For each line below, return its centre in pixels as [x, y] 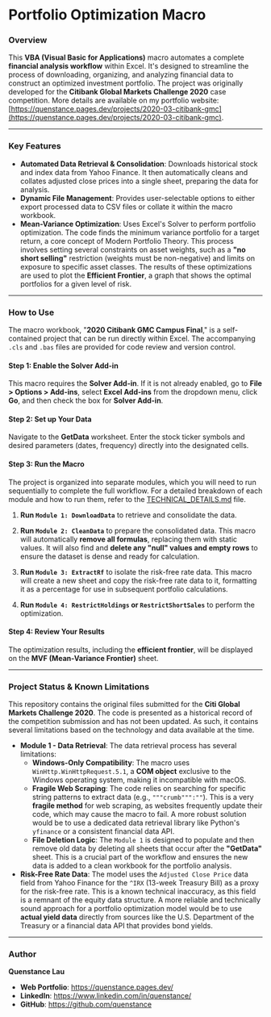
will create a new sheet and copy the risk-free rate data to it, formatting [138, 580]
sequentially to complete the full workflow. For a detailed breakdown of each [135, 491]
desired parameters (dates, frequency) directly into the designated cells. [129, 446]
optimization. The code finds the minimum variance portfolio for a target [140, 232]
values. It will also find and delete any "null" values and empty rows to [139, 547]
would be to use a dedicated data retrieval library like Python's [136, 823]
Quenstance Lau [37, 972]
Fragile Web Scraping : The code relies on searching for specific [139, 789]
